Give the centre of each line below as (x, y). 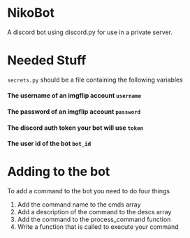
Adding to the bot (59, 172)
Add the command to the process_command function (94, 220)
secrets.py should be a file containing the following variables (95, 80)
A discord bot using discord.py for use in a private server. (90, 32)
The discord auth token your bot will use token (75, 128)
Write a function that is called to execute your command (98, 227)
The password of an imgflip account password (74, 112)
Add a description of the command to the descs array (94, 212)
